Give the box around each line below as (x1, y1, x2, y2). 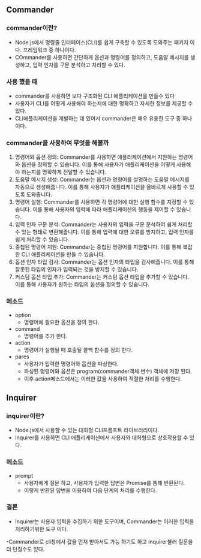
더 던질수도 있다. (6, 545, 45, 553)
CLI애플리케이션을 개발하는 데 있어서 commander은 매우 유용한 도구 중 (14, 114, 181, 122)
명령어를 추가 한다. (23, 332, 68, 339)
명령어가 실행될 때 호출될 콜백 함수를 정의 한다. (23, 346, 133, 353)
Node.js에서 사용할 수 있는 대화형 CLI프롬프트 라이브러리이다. (14, 427, 160, 434)
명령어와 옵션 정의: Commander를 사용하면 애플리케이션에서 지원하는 (14, 153, 177, 161)
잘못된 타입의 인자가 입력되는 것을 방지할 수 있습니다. (14, 266, 139, 273)
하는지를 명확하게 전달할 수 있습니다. (21, 168, 107, 176)
